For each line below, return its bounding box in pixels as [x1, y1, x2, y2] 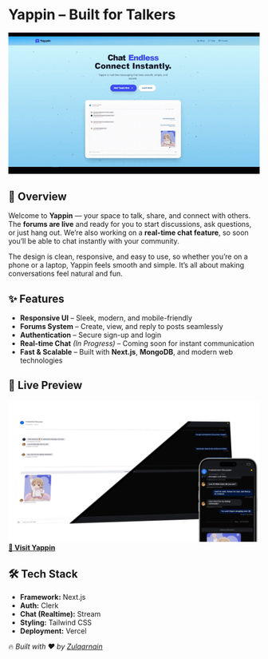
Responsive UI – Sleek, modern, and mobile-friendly [19, 313, 193, 323]
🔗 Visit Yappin [8, 543, 56, 553]
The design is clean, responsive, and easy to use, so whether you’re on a [8, 252, 249, 261]
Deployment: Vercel [19, 626, 87, 636]
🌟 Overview [8, 189, 67, 203]
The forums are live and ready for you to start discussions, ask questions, [8, 220, 252, 229]
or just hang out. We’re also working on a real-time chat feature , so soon [8, 228, 249, 237]
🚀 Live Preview [8, 379, 83, 392]
